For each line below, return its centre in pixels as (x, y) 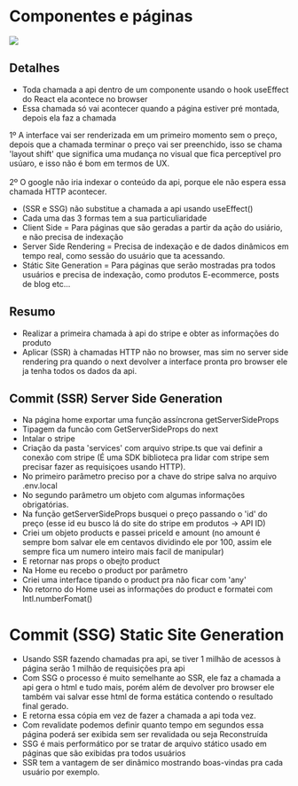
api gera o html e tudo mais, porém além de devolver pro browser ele (148, 688)
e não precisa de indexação (73, 237)
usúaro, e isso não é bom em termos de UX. (90, 163)
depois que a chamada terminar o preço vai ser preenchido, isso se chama (146, 144)
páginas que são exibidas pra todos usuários (104, 753)
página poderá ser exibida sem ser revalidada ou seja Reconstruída (145, 735)
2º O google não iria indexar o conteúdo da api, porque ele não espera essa (148, 182)
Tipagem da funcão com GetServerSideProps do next (120, 429)
